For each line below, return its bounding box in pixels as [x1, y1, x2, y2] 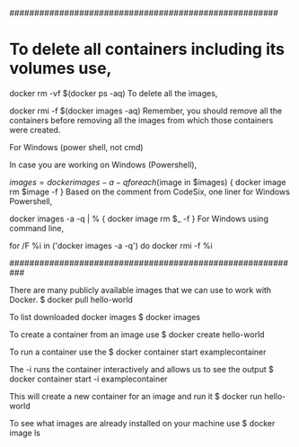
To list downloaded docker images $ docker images [9, 311, 201, 322]
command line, [9, 222, 65, 233]
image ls [9, 427, 40, 438]
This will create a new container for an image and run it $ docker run [9, 390, 263, 401]
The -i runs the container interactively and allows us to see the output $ [9, 363, 274, 374]
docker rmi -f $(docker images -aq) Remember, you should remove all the [9, 105, 283, 116]
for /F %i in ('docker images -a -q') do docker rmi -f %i [9, 240, 213, 251]
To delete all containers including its [9, 40, 286, 59]
